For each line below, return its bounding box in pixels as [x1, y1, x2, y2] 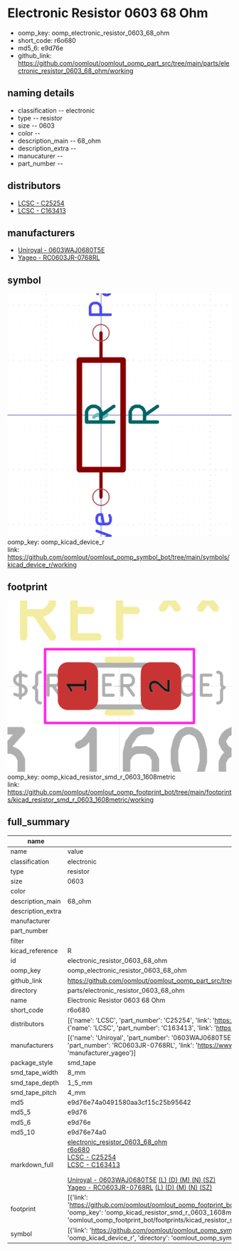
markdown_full [10, 1160, 54, 1169]
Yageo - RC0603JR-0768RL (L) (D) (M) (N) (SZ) [67, 1183, 213, 1192]
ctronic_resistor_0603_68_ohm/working [17, 66, 134, 75]
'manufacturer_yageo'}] [67, 1048, 137, 1057]
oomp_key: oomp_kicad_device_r [7, 538, 105, 546]
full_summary [7, 816, 70, 828]
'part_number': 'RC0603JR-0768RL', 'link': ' [67, 1041, 198, 1049]
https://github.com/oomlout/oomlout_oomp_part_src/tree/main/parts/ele [17, 58, 230, 67]
